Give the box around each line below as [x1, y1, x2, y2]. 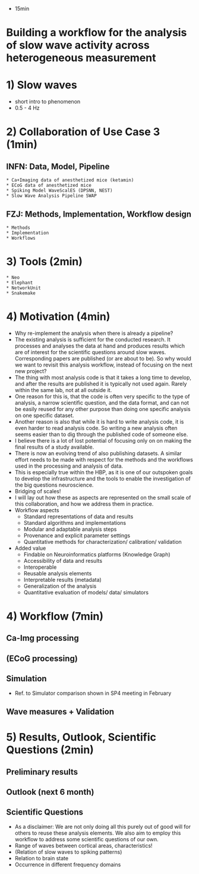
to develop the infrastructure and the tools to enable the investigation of [14, 475, 191, 482]
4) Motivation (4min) [6, 310, 110, 324]
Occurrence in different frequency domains [14, 861, 121, 868]
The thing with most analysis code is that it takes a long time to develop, [14, 374, 192, 381]
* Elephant [6, 280, 33, 286]
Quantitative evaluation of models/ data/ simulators [23, 588, 149, 596]
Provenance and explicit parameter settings [23, 532, 131, 539]
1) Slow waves [6, 79, 77, 92]
